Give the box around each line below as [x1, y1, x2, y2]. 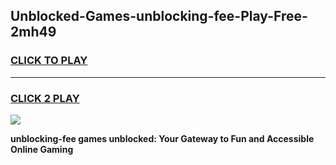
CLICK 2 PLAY [10, 91, 80, 105]
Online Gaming [10, 143, 74, 155]
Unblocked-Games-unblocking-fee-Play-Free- [10, 8, 308, 25]
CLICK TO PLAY [10, 54, 88, 68]
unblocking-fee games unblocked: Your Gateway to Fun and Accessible [10, 132, 315, 144]
